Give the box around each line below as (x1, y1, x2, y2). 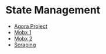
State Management (5, 3, 101, 17)
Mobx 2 (13, 35, 33, 42)
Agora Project (13, 23, 48, 30)
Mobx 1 (13, 28, 32, 35)
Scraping (13, 41, 36, 48)
